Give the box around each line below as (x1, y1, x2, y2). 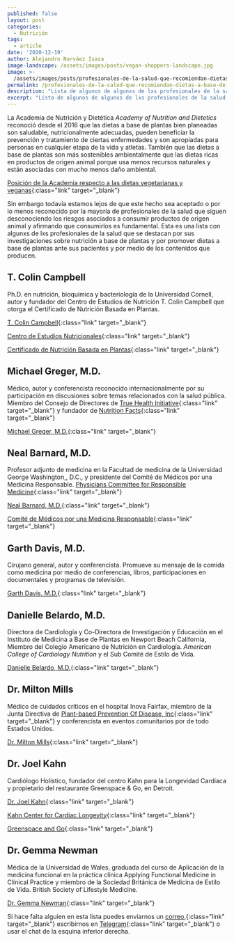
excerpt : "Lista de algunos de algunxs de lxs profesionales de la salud (7, 95, 226, 102)
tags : (7, 36, 23, 43)
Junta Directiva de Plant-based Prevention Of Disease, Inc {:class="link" (7, 709, 213, 718)
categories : (7, 23, 42, 30)
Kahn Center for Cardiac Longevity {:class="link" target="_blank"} (7, 810, 196, 819)
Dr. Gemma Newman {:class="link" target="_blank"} (7, 899, 155, 907)
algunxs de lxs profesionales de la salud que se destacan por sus (7, 229, 195, 237)
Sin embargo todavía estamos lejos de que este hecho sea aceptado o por (7, 200, 221, 207)
